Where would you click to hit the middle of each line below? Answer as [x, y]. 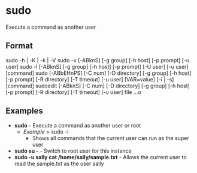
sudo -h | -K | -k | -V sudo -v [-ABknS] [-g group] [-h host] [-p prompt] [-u [98, 60]
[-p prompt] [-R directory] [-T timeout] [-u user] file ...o [74, 92]
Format [19, 46]
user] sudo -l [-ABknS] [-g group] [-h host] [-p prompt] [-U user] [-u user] [97, 66]
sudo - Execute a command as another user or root [78, 125]
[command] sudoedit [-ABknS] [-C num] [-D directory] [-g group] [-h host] [98, 86]
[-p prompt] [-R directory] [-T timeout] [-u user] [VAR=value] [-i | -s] [90, 79]
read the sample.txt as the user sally [59, 163]
